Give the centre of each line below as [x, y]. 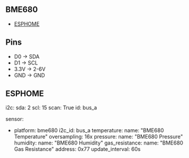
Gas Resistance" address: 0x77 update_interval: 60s [77, 149]
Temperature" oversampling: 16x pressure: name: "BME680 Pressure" [98, 137]
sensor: [15, 119]
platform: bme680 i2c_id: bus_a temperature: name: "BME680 [89, 130]
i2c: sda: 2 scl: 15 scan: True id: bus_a [51, 107]
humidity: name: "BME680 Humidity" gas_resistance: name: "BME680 [98, 143]
